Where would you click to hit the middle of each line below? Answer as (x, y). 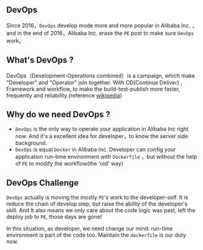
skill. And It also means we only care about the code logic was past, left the (101, 210)
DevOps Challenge (43, 183)
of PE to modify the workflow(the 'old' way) (69, 164)
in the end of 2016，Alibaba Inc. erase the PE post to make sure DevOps (105, 33)
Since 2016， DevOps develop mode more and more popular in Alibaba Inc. (98, 25)
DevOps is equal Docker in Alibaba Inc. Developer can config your (95, 150)
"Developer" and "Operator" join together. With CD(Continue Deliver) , (94, 82)
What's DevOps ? (40, 60)
